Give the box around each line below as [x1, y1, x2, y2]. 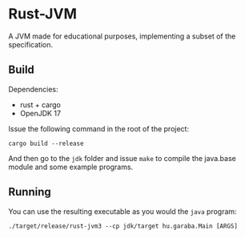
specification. [8, 39, 54, 49]
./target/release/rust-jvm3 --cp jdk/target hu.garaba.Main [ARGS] [8, 222, 239, 230]
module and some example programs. [8, 162, 134, 171]
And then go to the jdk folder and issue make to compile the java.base [8, 153, 236, 163]
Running [8, 185, 52, 199]
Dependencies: [8, 84, 58, 94]
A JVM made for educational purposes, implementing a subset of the [8, 31, 236, 41]
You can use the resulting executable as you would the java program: [8, 206, 238, 216]
